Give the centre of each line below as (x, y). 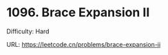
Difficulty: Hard (28, 31)
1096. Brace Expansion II (78, 13)
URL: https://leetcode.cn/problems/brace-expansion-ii (84, 44)
